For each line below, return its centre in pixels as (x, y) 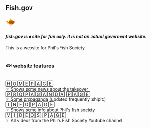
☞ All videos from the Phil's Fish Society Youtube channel (64, 121)
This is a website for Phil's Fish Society (45, 48)
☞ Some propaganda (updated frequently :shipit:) (56, 99)
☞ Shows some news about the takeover (47, 89)
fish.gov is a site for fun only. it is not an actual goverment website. (76, 37)
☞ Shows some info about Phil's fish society (50, 110)
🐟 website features (30, 66)
